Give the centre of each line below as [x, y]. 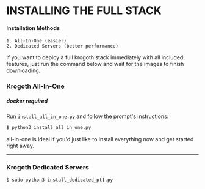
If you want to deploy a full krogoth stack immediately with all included [95, 57]
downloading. [23, 70]
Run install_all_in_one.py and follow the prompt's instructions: [88, 116]
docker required [27, 101]
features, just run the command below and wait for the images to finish [95, 64]
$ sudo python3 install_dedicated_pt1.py [60, 180]
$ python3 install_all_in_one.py [49, 128]
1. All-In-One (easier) [37, 41]
